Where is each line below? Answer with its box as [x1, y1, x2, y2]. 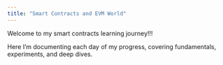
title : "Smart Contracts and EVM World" [7, 10, 127, 17]
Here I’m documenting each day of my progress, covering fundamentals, [7, 42, 217, 50]
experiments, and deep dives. [7, 50, 93, 58]
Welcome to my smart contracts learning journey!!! [7, 29, 153, 37]
